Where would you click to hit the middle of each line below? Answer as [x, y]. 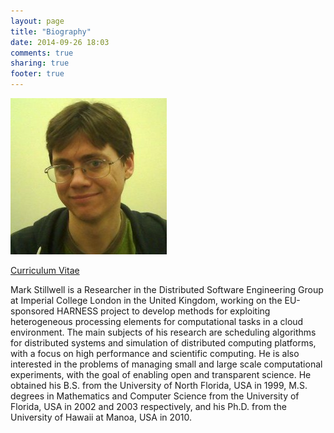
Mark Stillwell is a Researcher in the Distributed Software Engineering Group [167, 289]
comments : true [42, 53]
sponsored [32, 311]
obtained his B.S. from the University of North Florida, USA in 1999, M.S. [159, 385]
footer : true [37, 74]
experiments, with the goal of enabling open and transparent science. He [161, 374]
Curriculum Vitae [45, 270]
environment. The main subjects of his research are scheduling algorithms [163, 332]
